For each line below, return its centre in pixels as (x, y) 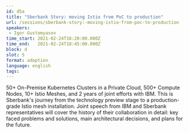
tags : (13, 71)
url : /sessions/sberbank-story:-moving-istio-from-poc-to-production (93, 22)
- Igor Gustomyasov (32, 33)
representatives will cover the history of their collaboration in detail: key (92, 113)
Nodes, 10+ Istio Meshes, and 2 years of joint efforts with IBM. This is (90, 94)
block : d (17, 50)
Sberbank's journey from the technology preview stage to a (78, 100)
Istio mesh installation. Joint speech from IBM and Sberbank (94, 106)
